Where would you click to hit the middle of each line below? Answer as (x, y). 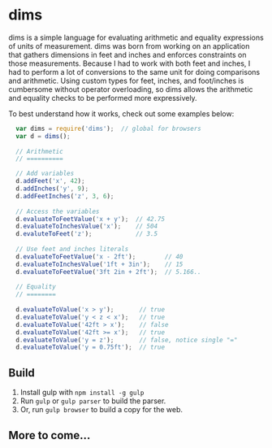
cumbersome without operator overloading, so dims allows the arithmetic (131, 89)
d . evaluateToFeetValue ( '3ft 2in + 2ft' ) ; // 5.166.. (108, 272)
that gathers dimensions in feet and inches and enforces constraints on (127, 54)
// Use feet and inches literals (72, 250)
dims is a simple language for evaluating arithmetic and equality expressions (136, 37)
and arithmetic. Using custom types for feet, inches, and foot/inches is (126, 80)
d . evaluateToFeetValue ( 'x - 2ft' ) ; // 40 (99, 257)
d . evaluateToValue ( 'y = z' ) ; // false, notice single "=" (127, 340)
